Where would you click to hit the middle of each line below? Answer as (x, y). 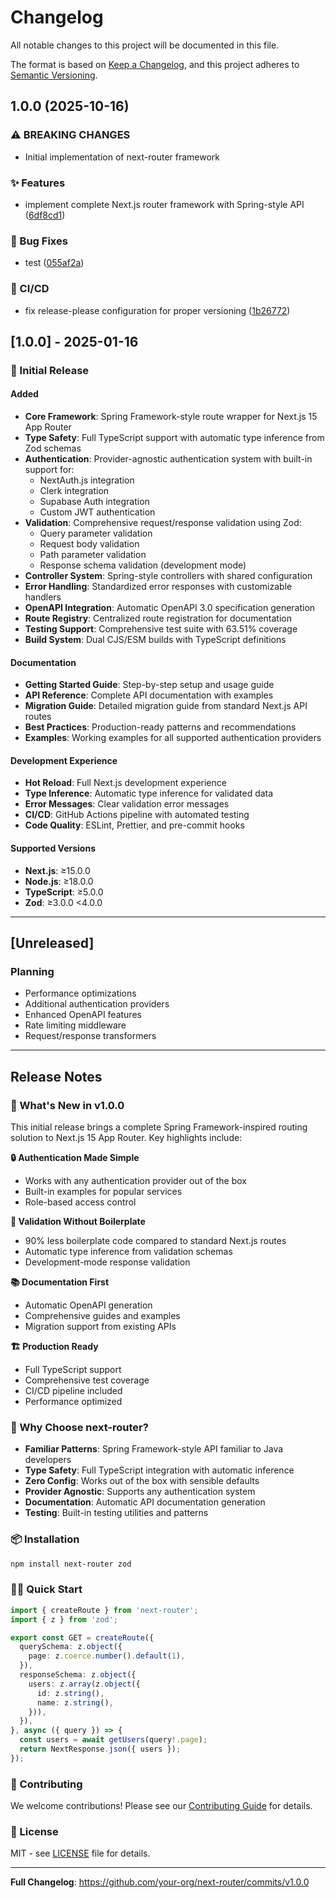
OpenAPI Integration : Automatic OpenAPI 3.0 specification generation (170, 608)
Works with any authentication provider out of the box (136, 1181)
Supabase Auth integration (94, 502)
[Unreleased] (52, 943)
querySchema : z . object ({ (71, 1647)
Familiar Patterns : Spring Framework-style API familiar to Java (154, 1449)
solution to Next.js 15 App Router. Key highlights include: (126, 1138)
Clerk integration (74, 491)
